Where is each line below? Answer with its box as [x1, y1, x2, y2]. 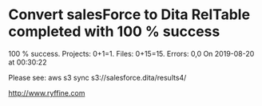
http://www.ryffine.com [8, 88, 85, 97]
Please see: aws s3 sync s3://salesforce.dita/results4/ [8, 73, 187, 82]
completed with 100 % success [8, 22, 220, 41]
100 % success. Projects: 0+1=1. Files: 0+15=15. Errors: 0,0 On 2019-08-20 [8, 49, 255, 58]
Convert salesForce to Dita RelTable [8, 6, 250, 24]
